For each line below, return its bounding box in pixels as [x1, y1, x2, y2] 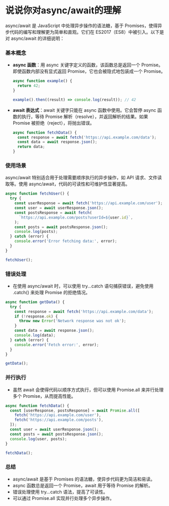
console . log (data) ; [14, 333, 56, 338]
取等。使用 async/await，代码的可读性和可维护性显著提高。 [5, 181, 130, 187]
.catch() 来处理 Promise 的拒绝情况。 [12, 289, 91, 295]
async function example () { [12, 79, 72, 84]
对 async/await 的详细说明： [5, 35, 65, 41]
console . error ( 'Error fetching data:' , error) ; [14, 238, 117, 244]
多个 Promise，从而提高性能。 [12, 393, 76, 399]
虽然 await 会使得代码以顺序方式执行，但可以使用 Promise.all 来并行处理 [12, 387, 164, 393]
